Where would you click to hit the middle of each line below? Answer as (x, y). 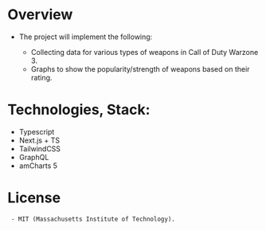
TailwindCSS (40, 148)
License (34, 198)
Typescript (37, 131)
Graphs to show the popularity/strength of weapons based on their (140, 69)
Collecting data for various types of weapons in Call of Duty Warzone (145, 52)
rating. (41, 77)
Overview (40, 15)
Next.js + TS (39, 140)
